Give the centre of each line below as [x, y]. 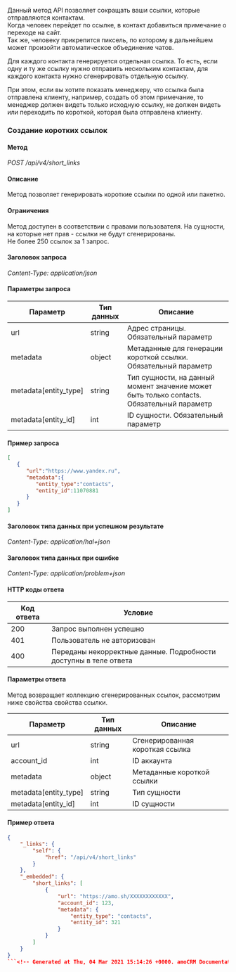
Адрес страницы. [156, 328]
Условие [138, 613]
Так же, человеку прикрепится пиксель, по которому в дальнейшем [110, 40]
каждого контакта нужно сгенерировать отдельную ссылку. [98, 76]
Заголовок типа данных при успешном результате [85, 526]
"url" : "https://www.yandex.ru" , [73, 471]
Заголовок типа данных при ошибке [63, 558]
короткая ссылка [162, 749]
